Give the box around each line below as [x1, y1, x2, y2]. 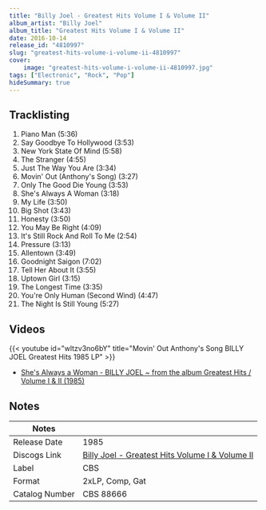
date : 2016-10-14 [9, 34, 67, 42]
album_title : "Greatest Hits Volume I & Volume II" [9, 26, 185, 34]
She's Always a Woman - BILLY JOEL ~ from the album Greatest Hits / [20, 368, 252, 377]
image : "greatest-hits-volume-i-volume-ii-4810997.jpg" [23, 64, 214, 72]
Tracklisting [9, 108, 70, 122]
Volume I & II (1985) [20, 377, 85, 386]
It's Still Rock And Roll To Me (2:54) [20, 231, 137, 241]
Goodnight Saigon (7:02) [20, 257, 102, 266]
